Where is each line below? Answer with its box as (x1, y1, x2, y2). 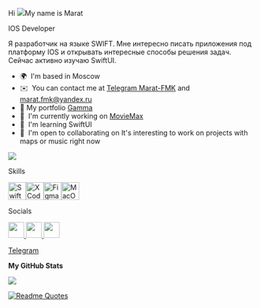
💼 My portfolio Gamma (19, 103, 93, 112)
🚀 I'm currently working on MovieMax (19, 111, 144, 121)
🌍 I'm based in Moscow (19, 72, 101, 80)
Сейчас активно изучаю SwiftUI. (8, 56, 117, 65)
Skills (8, 166, 26, 176)
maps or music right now (19, 136, 101, 146)
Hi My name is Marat (8, 9, 84, 17)
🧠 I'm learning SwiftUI (19, 120, 92, 129)
